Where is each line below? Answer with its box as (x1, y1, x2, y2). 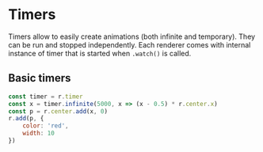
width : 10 (22, 129, 55, 138)
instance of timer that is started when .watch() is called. (8, 48, 192, 58)
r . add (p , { (8, 115, 44, 123)
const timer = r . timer (8, 93, 83, 101)
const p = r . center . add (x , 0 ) (8, 107, 109, 116)
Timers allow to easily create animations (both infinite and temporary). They (8, 32, 256, 41)
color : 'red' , (22, 122, 69, 130)
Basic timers (8, 71, 71, 85)
